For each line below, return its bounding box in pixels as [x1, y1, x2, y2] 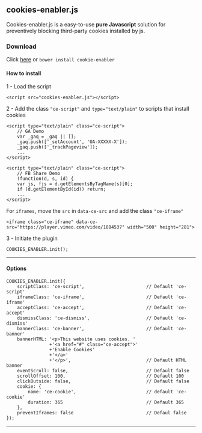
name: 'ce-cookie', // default [28, 388, 173, 395]
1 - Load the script [6, 83, 52, 90]
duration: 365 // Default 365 [28, 399, 185, 405]
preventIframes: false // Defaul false [17, 410, 187, 416]
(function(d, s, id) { [17, 176, 74, 182]
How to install [6, 69, 41, 77]
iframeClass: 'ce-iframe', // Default [17, 294, 173, 300]
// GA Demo [17, 129, 44, 135]
